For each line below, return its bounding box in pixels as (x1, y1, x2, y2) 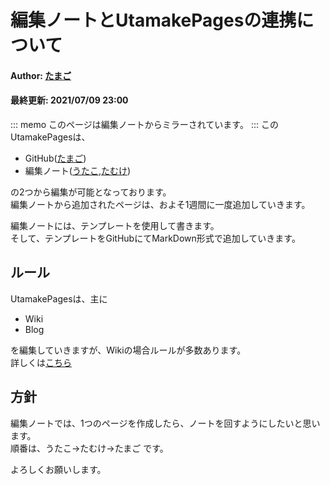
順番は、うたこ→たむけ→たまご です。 (10, 442, 169, 454)
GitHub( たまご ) (24, 152, 87, 164)
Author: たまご (10, 69, 72, 81)
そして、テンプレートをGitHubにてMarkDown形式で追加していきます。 (10, 232, 301, 244)
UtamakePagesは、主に (10, 292, 108, 305)
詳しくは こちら (10, 356, 72, 368)
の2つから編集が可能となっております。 (10, 186, 172, 198)
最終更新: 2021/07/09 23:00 (10, 94, 129, 106)
